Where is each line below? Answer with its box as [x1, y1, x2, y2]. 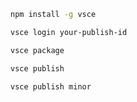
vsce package [10, 45, 65, 55]
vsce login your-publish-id [10, 27, 128, 37]
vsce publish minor [10, 81, 92, 92]
